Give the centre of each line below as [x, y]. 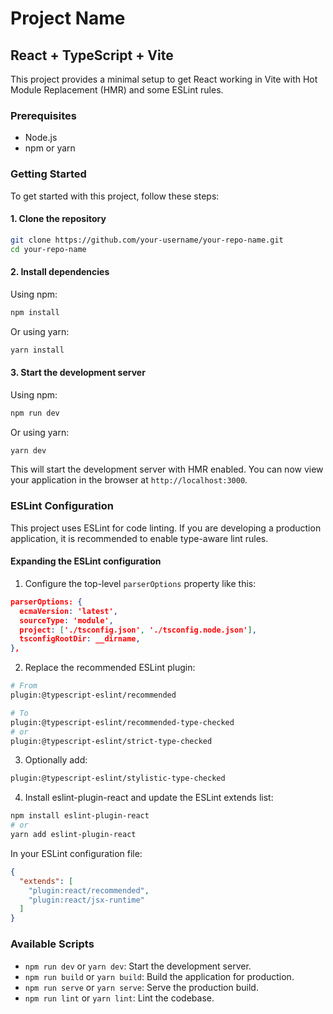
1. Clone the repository [58, 219]
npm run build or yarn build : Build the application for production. [159, 976]
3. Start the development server [78, 373]
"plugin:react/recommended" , [89, 890]
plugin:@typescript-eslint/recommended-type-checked [122, 722]
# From [24, 686]
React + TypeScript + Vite [92, 55]
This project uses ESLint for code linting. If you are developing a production [166, 528]
